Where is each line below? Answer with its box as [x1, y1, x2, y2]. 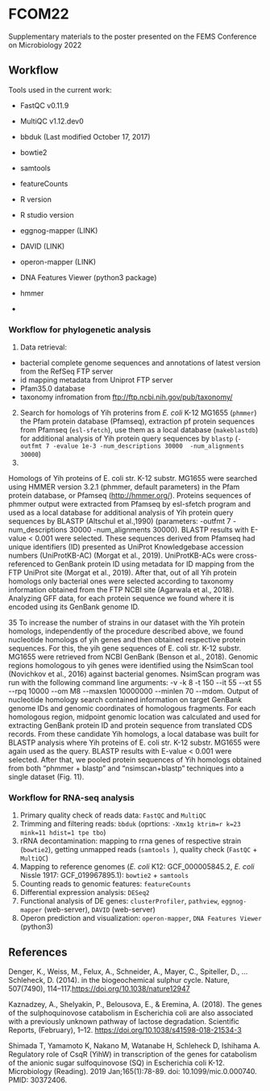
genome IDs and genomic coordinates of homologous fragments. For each [8, 704, 256, 713]
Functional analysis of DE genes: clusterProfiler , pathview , [19, 897, 220, 906]
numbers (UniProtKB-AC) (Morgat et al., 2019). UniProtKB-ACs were [8, 550, 235, 561]
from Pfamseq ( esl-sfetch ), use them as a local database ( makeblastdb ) [19, 425, 259, 435]
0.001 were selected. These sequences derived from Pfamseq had [35, 533, 255, 543]
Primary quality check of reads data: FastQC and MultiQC [19, 810, 207, 820]
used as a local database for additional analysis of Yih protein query [8, 508, 234, 517]
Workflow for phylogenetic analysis [8, 324, 152, 335]
